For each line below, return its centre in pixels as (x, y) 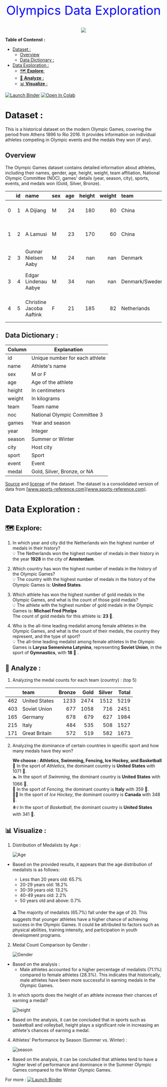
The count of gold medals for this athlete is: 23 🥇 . (63, 616)
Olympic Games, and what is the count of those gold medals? (75, 600)
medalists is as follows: (36, 870)
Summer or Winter (53, 439)
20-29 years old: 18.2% (44, 885)
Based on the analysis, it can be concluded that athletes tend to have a (85, 1060)
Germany (33, 717)
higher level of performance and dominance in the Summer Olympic (82, 1065)
